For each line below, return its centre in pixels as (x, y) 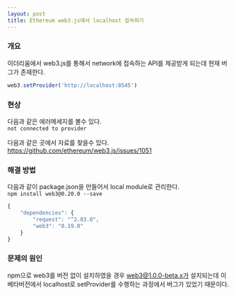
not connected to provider (47, 128)
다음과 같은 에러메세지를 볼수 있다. (54, 121)
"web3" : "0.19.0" (58, 226)
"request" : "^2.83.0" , (66, 219)
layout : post (26, 14)
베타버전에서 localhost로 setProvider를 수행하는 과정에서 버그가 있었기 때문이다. (118, 284)
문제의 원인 (25, 258)
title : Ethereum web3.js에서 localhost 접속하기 (76, 20)
